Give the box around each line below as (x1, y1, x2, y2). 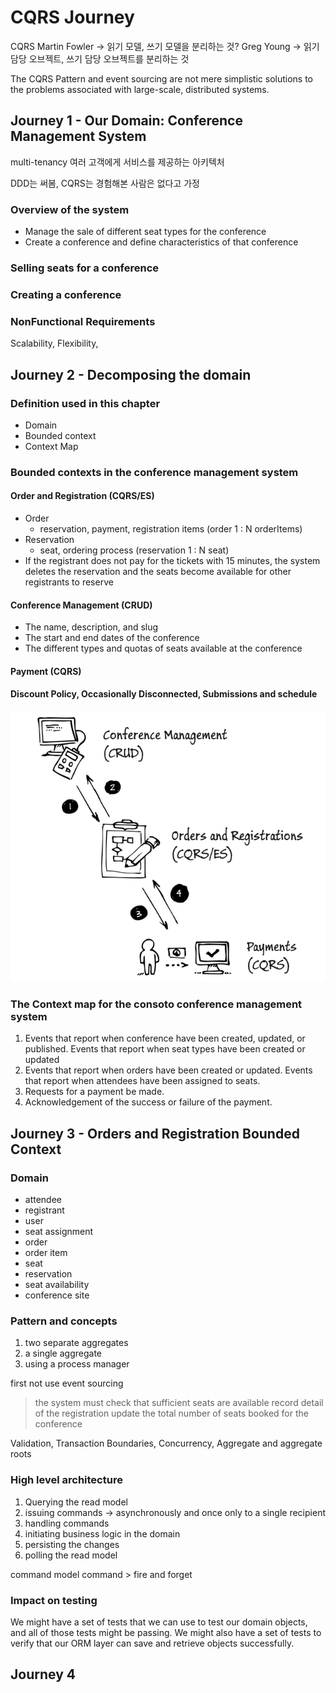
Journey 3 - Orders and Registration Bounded (10, 1125, 300, 1142)
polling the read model (24, 1549, 118, 1561)
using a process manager (24, 1358, 130, 1370)
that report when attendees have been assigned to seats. (24, 1075, 261, 1087)
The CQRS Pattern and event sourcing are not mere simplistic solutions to (10, 72, 314, 85)
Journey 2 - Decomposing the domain (10, 366, 252, 383)
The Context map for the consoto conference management (10, 997, 303, 1011)
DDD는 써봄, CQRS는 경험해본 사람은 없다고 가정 (10, 177, 200, 189)
